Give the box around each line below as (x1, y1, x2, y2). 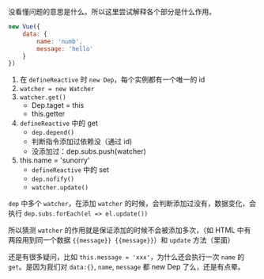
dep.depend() (31, 129, 75, 137)
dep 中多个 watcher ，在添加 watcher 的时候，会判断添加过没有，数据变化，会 (8, 199, 257, 208)
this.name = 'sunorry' (19, 155, 90, 165)
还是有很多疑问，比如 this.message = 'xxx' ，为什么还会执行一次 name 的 (8, 252, 245, 262)
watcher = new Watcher (19, 86, 95, 94)
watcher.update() (31, 184, 89, 192)
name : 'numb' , (36, 37, 83, 45)
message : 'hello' (36, 44, 93, 53)
